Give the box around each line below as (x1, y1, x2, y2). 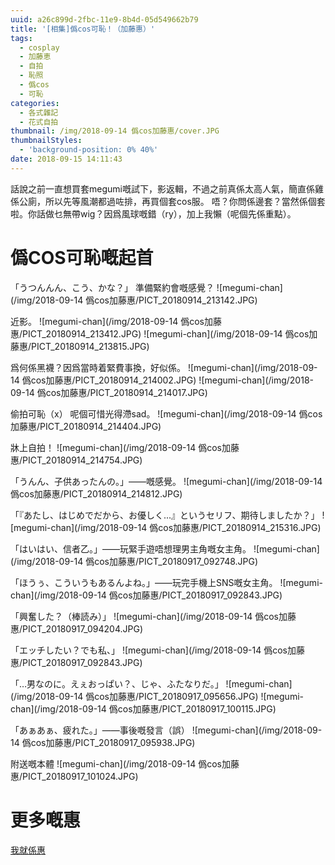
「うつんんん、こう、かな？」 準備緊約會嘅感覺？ (10, 281, 215, 293)
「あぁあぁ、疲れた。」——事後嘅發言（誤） (10, 724, 190, 736)
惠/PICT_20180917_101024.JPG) (10, 770, 139, 782)
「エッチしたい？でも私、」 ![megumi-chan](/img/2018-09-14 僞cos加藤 (10, 644, 305, 656)
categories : (10, 98, 60, 108)
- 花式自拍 (19, 117, 59, 127)
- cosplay (19, 42, 60, 53)
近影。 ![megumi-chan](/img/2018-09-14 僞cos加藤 (10, 315, 222, 327)
